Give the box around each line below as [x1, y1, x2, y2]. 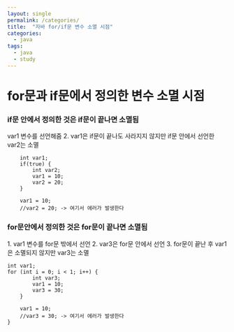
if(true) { [20, 161, 52, 168]
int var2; [32, 167, 61, 174]
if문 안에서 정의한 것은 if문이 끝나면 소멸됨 [7, 115, 139, 124]
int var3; [32, 274, 61, 282]
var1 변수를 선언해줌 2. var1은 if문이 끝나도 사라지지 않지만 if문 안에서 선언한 [7, 132, 215, 140]
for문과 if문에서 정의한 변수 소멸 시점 [7, 88, 205, 103]
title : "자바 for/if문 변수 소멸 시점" [7, 23, 113, 30]
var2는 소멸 [7, 140, 40, 149]
